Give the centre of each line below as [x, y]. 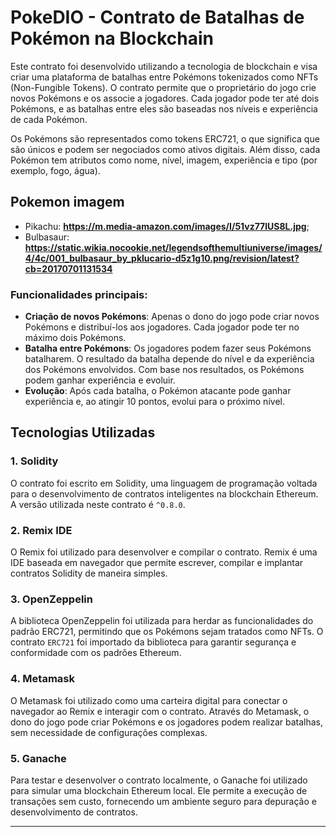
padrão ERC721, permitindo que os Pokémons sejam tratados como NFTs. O [167, 632]
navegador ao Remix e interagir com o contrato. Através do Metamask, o [160, 711]
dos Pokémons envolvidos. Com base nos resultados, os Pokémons [164, 370]
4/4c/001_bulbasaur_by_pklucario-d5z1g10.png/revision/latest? [162, 258]
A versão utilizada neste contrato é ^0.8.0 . [98, 504]
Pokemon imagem [67, 202]
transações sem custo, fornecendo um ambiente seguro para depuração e [163, 801]
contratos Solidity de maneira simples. [89, 573]
